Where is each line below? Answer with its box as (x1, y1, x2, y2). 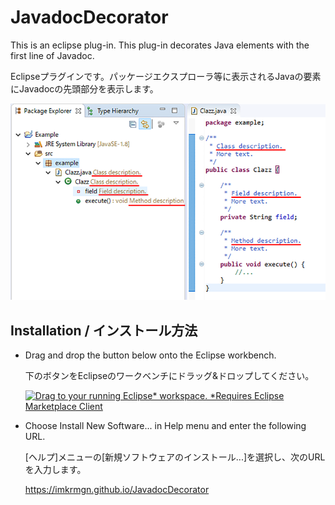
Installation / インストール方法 (10, 322, 198, 339)
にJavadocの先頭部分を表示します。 (10, 82, 159, 95)
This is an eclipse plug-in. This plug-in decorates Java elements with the (10, 39, 310, 51)
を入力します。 (24, 464, 87, 476)
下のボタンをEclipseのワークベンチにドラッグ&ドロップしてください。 (24, 370, 315, 382)
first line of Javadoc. (10, 49, 95, 61)
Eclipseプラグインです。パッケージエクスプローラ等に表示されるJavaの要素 (10, 70, 322, 82)
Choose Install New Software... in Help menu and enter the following (24, 420, 307, 432)
